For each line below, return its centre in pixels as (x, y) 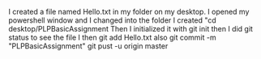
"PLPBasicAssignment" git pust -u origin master (88, 46)
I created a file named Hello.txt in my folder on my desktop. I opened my (129, 12)
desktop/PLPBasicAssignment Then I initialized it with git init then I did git (131, 29)
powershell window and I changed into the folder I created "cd (112, 20)
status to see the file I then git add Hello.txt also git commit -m (112, 37)
